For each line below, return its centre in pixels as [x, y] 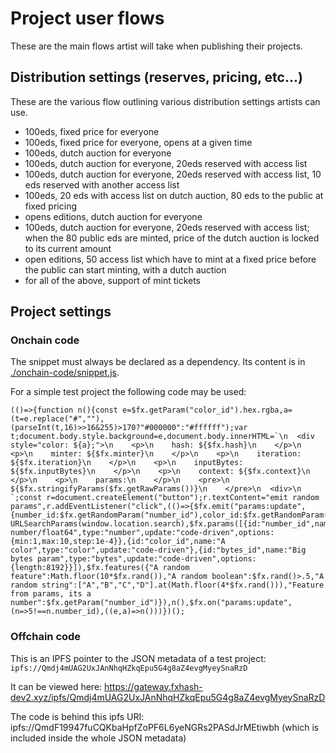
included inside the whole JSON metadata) [98, 738]
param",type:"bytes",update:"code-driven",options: [146, 559]
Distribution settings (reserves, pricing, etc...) [156, 77]
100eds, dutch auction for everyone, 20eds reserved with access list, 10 [173, 174]
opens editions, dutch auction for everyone [113, 216]
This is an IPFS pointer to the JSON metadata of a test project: [138, 658]
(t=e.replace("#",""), [57, 419]
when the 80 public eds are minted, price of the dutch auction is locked [172, 238]
